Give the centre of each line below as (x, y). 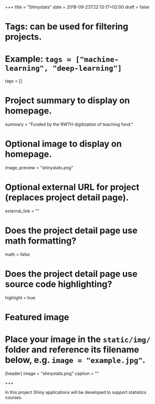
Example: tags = (38, 59)
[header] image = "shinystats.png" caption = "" (52, 373)
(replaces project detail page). (67, 198)
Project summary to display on (68, 101)
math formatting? (41, 241)
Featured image (37, 317)
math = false (17, 254)
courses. (14, 397)
